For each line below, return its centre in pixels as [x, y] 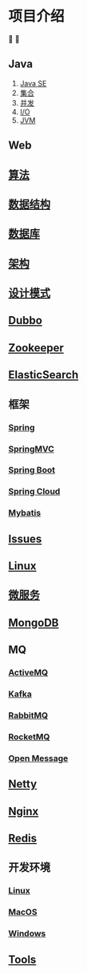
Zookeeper [36, 348]
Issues [25, 538]
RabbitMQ [28, 715]
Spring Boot [32, 470]
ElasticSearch [43, 375]
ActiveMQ [28, 673]
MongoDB [34, 622]
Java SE [33, 83]
